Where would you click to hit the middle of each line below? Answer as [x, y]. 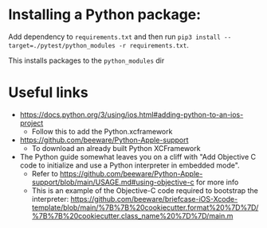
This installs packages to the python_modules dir [86, 60]
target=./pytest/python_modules [62, 45]
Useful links [49, 93]
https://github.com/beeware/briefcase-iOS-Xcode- [154, 199]
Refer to [45, 173]
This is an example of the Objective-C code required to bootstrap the [145, 190]
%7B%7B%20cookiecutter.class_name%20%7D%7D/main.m [132, 215]
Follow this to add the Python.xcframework [102, 131]
